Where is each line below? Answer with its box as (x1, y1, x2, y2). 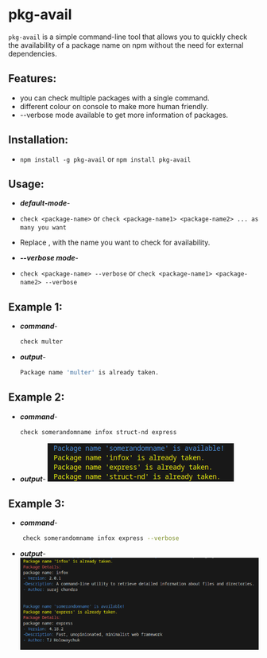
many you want (19, 224, 67, 232)
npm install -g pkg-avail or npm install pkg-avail (19, 154, 192, 164)
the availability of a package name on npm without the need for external (8, 40, 244, 49)
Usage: (8, 177, 45, 190)
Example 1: (8, 300, 63, 314)
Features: (8, 72, 57, 85)
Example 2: (8, 390, 65, 404)
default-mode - (19, 198, 71, 208)
